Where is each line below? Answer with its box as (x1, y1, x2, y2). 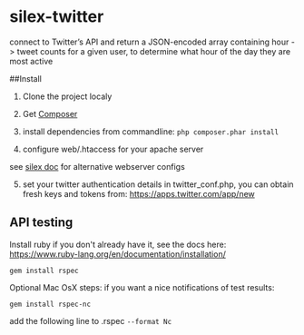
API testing (9, 215, 74, 231)
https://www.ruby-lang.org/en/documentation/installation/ (9, 248, 227, 260)
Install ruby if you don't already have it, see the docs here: (9, 239, 227, 250)
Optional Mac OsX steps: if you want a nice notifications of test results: (9, 281, 275, 292)
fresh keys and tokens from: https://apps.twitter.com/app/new (22, 188, 256, 199)
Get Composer (22, 108, 78, 119)
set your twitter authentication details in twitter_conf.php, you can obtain (22, 179, 294, 190)
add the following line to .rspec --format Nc (9, 315, 172, 326)
